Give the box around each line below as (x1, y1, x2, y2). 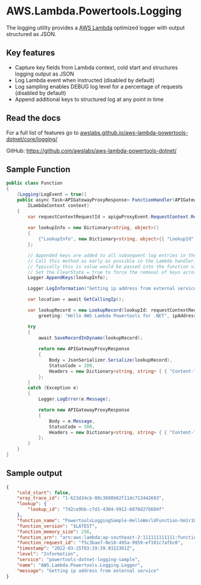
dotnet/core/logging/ (6, 135, 58, 142)
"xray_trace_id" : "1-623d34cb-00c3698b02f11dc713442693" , (17, 495, 165, 502)
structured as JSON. (6, 30, 57, 37)
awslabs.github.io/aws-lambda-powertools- (80, 129, 188, 136)
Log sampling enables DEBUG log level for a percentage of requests (14, 83, 183, 90)
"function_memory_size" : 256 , (17, 529, 93, 535)
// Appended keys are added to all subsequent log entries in (28, 252, 186, 259)
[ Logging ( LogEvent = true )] (17, 191, 87, 197)
